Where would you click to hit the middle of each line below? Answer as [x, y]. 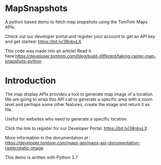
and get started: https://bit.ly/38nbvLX [43, 41]
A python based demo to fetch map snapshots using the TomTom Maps [76, 22]
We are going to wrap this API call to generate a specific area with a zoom [79, 99]
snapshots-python [24, 61]
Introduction [31, 81]
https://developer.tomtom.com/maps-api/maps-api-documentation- [73, 143]
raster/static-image [24, 148]
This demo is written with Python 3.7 [41, 157]
